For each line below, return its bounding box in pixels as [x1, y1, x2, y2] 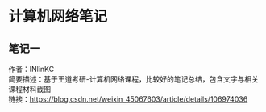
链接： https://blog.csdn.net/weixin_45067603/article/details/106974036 [8, 94, 248, 104]
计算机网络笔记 [8, 7, 108, 26]
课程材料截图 [8, 85, 51, 94]
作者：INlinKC [8, 65, 55, 74]
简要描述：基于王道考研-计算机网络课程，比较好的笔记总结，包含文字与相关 [8, 74, 260, 84]
